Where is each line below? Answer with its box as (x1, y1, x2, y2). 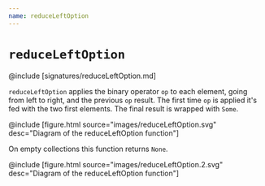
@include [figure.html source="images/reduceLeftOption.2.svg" (8, 159, 224, 169)
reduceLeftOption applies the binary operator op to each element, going (8, 86, 248, 96)
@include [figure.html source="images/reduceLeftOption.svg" (8, 119, 217, 129)
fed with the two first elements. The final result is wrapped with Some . (8, 103, 239, 114)
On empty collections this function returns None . (8, 144, 168, 154)
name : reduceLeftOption (8, 11, 89, 20)
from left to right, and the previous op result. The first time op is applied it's (8, 95, 258, 105)
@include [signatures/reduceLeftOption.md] (8, 71, 157, 80)
